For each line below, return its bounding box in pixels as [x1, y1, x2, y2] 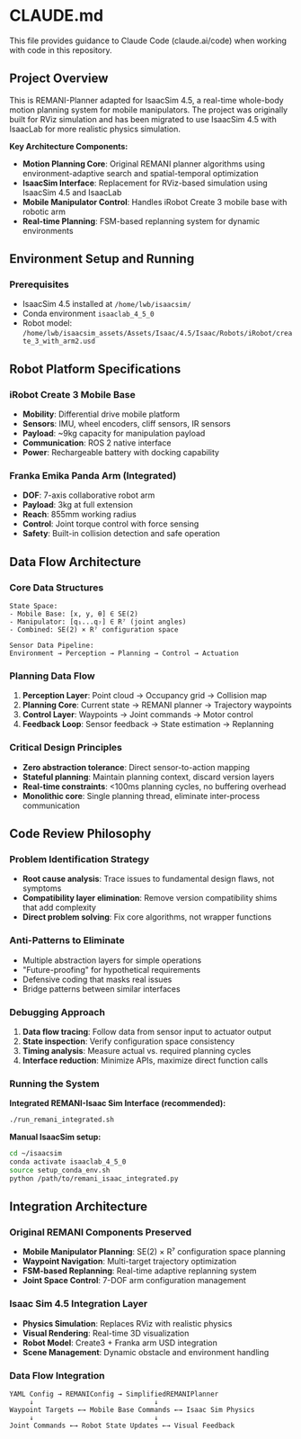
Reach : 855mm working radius [22, 509, 137, 520]
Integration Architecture [9, 1199, 148, 1215]
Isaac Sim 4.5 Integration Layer [9, 1298, 148, 1310]
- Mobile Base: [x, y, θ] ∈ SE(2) [9, 609, 139, 619]
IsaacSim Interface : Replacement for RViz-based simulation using [22, 177, 268, 188]
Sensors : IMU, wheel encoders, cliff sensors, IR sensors [22, 418, 231, 429]
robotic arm [22, 206, 66, 217]
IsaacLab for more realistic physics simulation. [9, 123, 181, 134]
